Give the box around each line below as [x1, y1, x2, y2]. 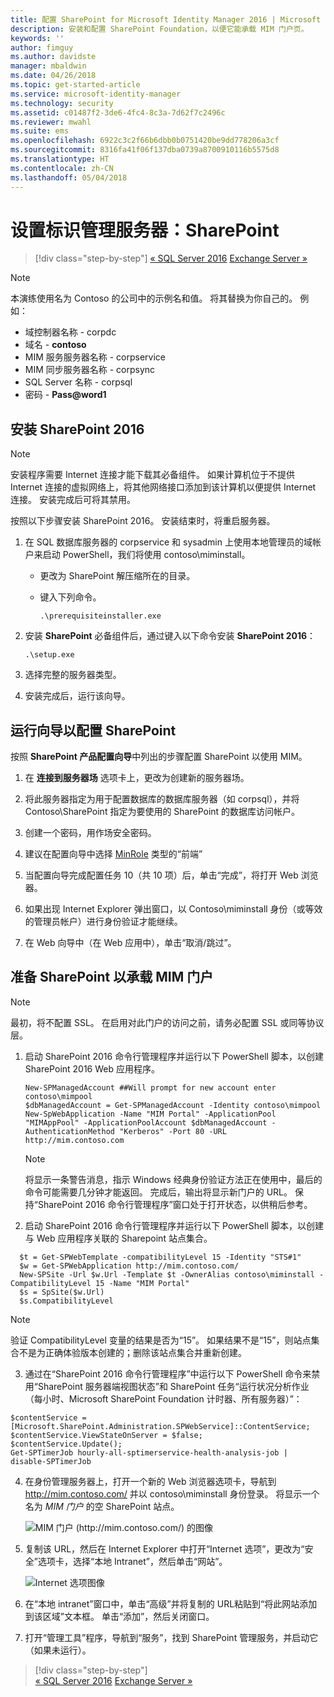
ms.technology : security [10, 98, 114, 108]
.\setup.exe [24, 650, 75, 660]
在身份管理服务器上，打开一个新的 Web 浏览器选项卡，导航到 [24, 1475, 277, 1487]
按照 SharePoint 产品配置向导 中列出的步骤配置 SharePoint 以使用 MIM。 [10, 751, 308, 763]
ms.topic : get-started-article [10, 80, 141, 90]
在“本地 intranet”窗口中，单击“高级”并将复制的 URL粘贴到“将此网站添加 [24, 1597, 318, 1610]
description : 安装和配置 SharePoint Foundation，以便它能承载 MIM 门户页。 [10, 24, 309, 34]
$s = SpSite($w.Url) [19, 1287, 105, 1297]
